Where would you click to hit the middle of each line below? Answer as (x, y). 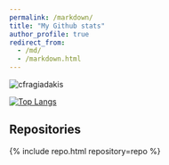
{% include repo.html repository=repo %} (85, 151)
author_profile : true (49, 34)
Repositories (45, 130)
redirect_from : (37, 42)
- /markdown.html (49, 59)
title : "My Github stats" (57, 26)
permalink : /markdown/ (51, 17)
